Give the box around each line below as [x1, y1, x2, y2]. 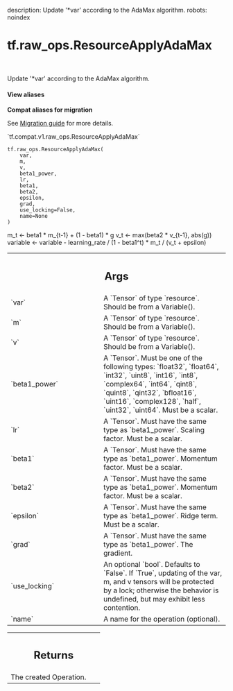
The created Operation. [10, 672, 87, 682]
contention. [103, 603, 141, 613]
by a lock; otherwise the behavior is [103, 586, 219, 595]
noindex [7, 13, 31, 22]
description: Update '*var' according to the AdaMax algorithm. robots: [7, 6, 207, 14]
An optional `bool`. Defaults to [103, 559, 200, 569]
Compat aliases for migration [7, 105, 93, 114]
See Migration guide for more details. [7, 119, 114, 128]
